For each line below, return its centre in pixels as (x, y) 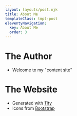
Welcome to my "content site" (42, 70)
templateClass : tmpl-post (31, 19)
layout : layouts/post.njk (31, 10)
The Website (31, 89)
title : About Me (21, 14)
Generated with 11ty (32, 103)
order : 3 (18, 32)
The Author (29, 56)
